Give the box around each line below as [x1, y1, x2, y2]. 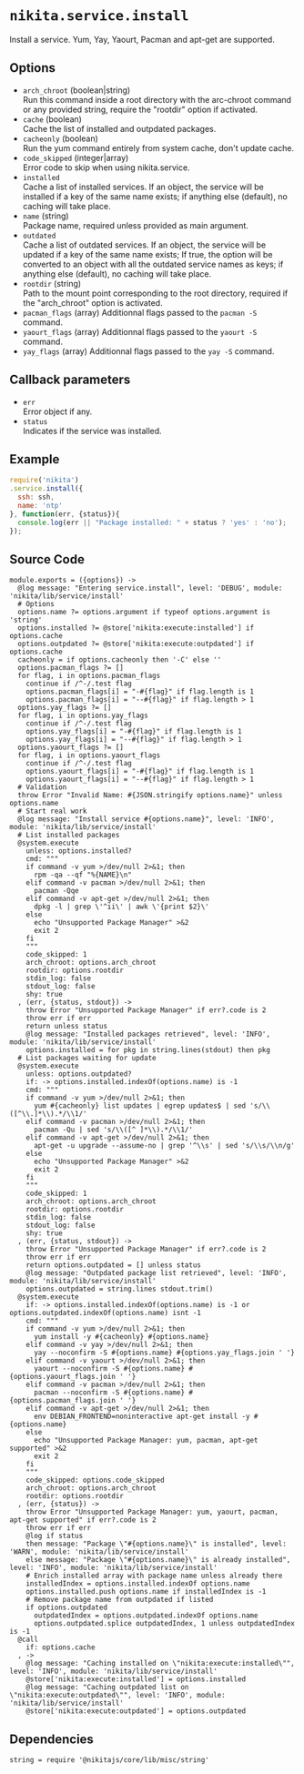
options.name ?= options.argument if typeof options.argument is [17, 608, 271, 617]
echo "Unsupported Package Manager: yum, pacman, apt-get [33, 1436, 258, 1445]
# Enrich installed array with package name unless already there [25, 1571, 283, 1581]
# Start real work [17, 806, 88, 816]
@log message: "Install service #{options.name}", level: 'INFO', [17, 815, 275, 824]
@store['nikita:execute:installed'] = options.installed [25, 1675, 247, 1684]
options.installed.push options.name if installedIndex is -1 [25, 1587, 267, 1597]
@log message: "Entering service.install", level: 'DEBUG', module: [17, 583, 283, 593]
